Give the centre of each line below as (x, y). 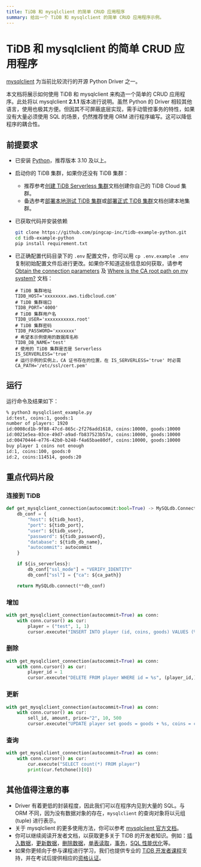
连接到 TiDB (23, 496)
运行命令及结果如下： (32, 401)
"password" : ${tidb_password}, (67, 536)
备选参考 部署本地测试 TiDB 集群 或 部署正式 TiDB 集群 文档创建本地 (104, 201)
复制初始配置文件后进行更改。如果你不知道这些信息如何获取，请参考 (99, 263)
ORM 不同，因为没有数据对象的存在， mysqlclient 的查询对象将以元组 (100, 813)
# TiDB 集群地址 (33, 291)
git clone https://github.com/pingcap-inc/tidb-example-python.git (100, 232)
